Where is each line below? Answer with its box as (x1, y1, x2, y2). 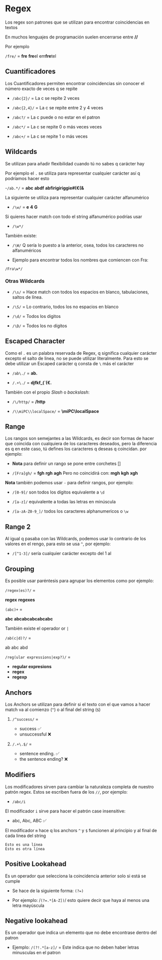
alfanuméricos (12, 247, 42, 253)
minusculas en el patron (12, 950, 61, 956)
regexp (12, 674, 27, 680)
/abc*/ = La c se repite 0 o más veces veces (12, 124, 102, 129)
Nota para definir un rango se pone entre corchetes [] (12, 461, 121, 466)
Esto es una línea (5, 842, 43, 847)
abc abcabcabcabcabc (5, 616, 53, 622)
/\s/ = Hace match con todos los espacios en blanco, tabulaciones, (12, 289, 149, 295)
